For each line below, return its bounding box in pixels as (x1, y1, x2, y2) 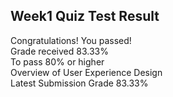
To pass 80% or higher (10, 55, 105, 68)
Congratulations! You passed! (10, 34, 132, 46)
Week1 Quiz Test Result (10, 8, 160, 25)
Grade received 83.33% (10, 45, 109, 57)
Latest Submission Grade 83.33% (10, 77, 149, 89)
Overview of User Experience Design (10, 66, 163, 78)
